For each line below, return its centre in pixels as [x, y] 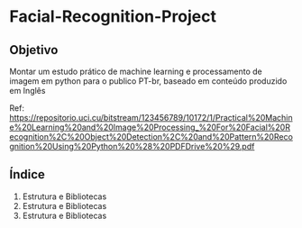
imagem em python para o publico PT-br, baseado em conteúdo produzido [148, 81]
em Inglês [27, 91]
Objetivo [34, 50]
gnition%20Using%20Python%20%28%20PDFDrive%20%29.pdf [132, 146]
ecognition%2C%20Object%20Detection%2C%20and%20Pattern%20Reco [151, 137]
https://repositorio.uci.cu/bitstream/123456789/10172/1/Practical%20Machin [151, 118]
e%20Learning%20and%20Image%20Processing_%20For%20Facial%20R [150, 127]
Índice [27, 174]
